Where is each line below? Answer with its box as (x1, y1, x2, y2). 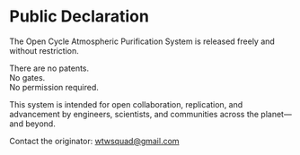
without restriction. (9, 45, 79, 56)
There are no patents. (9, 63, 90, 73)
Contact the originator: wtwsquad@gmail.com (9, 135, 180, 146)
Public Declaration (9, 6, 150, 27)
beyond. (25, 118, 56, 129)
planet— (260, 108, 292, 119)
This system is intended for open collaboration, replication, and (9, 99, 243, 109)
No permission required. (9, 82, 99, 92)
